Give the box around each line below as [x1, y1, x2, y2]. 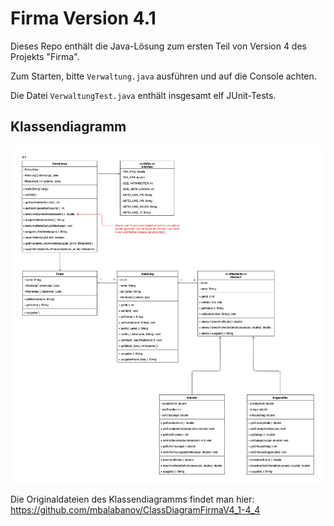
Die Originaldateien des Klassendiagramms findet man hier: [10, 493, 255, 506]
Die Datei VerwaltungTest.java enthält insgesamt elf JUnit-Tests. [10, 89, 277, 101]
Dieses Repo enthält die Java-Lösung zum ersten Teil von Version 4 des [10, 40, 307, 52]
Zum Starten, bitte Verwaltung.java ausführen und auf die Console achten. [10, 70, 317, 82]
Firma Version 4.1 [10, 7, 157, 30]
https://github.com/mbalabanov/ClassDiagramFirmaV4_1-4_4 [10, 504, 261, 516]
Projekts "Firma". [10, 50, 80, 62]
